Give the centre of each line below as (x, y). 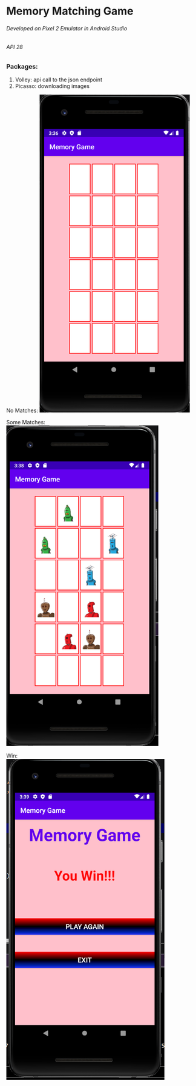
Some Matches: (26, 423)
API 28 (15, 47)
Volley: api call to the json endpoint (59, 80)
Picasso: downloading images (52, 86)
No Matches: (22, 410)
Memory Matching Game (70, 11)
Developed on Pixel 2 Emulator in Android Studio (67, 28)
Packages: (22, 66)
